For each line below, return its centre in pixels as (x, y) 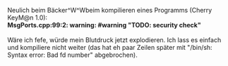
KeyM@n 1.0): (28, 18)
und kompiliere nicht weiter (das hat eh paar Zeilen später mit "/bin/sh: (110, 47)
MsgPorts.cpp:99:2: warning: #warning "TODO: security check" (104, 25)
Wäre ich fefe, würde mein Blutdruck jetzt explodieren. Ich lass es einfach (114, 40)
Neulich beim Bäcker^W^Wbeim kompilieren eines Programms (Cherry (110, 10)
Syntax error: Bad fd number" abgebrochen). (72, 55)
